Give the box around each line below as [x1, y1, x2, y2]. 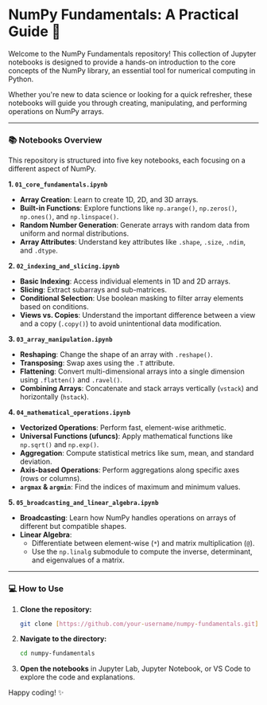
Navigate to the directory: [19, 634, 107, 644]
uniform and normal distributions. [19, 229, 130, 238]
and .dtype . [19, 245, 58, 256]
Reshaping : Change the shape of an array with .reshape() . [19, 350, 213, 359]
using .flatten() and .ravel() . [19, 375, 123, 385]
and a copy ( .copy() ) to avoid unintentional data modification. [19, 319, 222, 328]
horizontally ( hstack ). [19, 392, 89, 401]
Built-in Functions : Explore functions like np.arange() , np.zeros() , [19, 203, 238, 213]
